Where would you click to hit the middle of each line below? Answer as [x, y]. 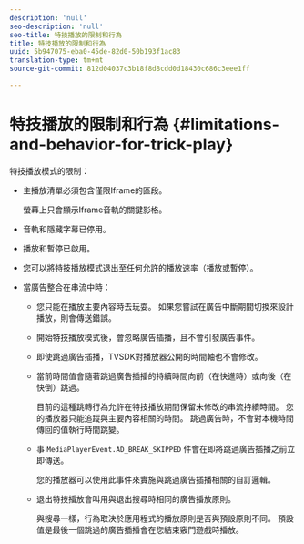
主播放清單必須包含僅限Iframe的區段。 [95, 190]
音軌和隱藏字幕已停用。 [66, 229]
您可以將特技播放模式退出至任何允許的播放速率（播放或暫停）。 [140, 267]
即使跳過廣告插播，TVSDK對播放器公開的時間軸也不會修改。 [149, 356]
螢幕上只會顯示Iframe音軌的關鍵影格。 [95, 210]
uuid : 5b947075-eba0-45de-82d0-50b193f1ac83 [95, 52]
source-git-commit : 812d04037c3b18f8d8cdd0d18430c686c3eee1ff [130, 69]
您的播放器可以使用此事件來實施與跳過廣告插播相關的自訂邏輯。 [156, 479]
